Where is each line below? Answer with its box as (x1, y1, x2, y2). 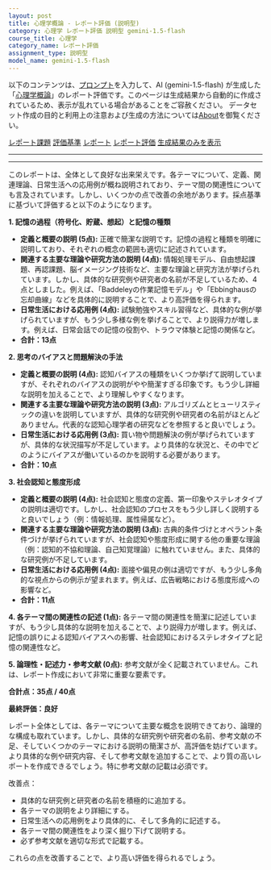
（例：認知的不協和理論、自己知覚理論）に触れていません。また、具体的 (19, 544, 261, 554)
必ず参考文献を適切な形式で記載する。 (19, 835, 148, 845)
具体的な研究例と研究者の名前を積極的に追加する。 (19, 795, 190, 805)
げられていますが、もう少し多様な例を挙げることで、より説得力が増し (19, 314, 252, 324)
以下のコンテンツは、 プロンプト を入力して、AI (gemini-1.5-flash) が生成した (8, 80, 261, 89)
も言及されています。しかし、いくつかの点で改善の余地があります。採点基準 (8, 189, 261, 199)
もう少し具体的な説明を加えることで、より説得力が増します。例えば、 (29, 622, 261, 631)
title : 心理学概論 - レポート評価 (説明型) (8, 19, 140, 27)
